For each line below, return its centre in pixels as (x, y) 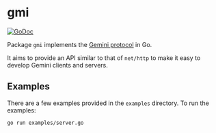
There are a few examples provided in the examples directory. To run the (108, 103)
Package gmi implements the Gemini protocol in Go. (80, 44)
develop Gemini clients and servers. (57, 65)
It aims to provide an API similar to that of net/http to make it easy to (104, 58)
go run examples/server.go (45, 123)
